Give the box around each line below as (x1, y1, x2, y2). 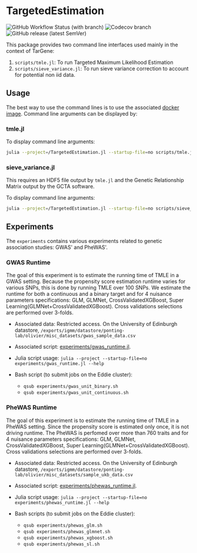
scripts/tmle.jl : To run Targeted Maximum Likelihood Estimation (14, 59, 174, 66)
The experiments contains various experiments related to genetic (6, 237, 162, 244)
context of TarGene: (6, 47, 55, 54)
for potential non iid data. (14, 71, 76, 78)
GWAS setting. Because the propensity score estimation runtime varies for (6, 278, 186, 285)
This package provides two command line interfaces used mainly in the (6, 41, 178, 48)
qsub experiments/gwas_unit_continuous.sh (23, 390, 129, 396)
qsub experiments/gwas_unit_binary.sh (23, 383, 118, 390)
